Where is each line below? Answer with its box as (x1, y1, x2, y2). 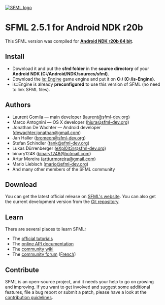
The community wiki (12, 246, 54, 252)
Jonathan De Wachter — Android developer (12, 124, 101, 130)
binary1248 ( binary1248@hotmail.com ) (12, 150, 91, 156)
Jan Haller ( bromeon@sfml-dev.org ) (12, 135, 86, 140)
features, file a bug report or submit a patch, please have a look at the (5, 289, 147, 295)
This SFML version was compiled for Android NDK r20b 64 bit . (5, 38, 133, 44)
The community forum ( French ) (12, 251, 76, 257)
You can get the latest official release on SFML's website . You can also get (5, 194, 156, 200)
